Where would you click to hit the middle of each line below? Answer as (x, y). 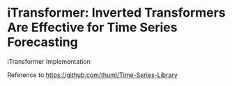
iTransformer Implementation (49, 61)
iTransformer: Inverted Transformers (116, 13)
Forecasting (42, 42)
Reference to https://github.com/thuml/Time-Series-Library (92, 75)
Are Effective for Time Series (92, 27)
